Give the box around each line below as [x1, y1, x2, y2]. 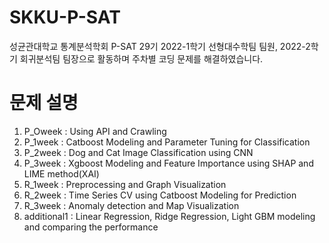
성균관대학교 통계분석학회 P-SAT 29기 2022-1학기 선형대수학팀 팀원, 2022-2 [9, 40, 311, 52]
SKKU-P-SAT [9, 6, 121, 29]
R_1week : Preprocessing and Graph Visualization [23, 178, 227, 190]
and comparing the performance [23, 221, 159, 233]
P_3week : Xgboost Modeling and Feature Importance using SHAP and [23, 157, 314, 169]
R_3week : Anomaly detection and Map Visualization [23, 199, 240, 211]
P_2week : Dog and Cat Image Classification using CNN [23, 146, 254, 158]
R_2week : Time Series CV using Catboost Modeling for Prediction [23, 189, 297, 201]
